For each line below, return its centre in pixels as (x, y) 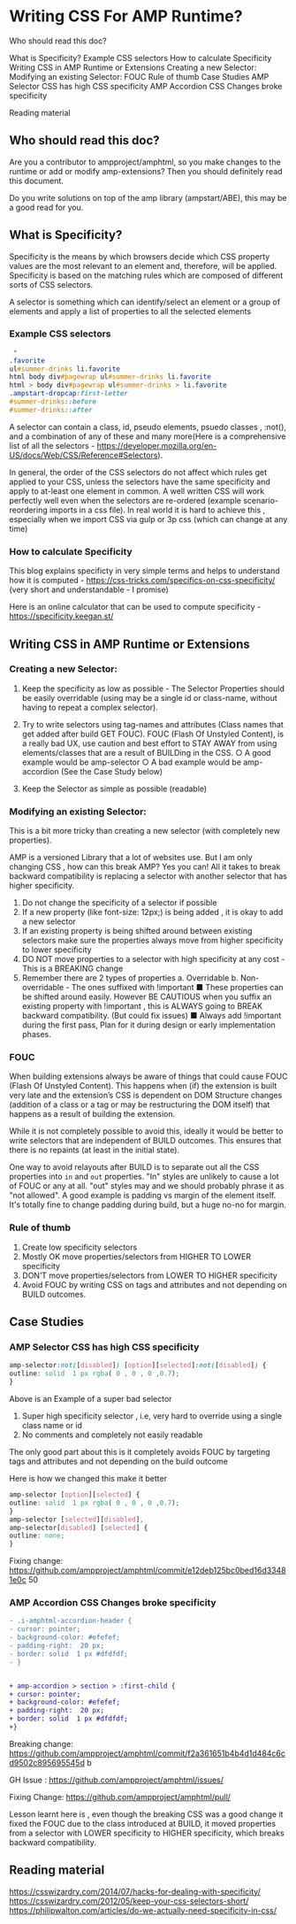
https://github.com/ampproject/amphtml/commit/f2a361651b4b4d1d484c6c (147, 1753)
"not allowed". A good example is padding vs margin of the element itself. (143, 1196)
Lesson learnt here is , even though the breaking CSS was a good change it (146, 1814)
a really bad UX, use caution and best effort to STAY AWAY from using (149, 743)
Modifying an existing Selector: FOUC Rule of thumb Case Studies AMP (139, 76)
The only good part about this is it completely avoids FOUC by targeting (140, 1452)
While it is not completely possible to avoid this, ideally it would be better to (146, 1131)
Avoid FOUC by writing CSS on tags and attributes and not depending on (154, 1284)
